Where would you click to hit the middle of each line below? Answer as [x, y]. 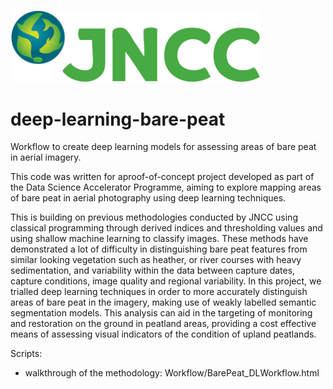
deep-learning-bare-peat [118, 119]
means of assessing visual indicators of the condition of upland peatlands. [163, 334]
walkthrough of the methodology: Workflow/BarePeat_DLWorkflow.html [172, 373]
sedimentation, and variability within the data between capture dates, [153, 271]
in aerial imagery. [46, 157]
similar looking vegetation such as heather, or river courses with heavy [156, 260]
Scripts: [26, 354]
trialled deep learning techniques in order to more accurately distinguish [159, 292]
